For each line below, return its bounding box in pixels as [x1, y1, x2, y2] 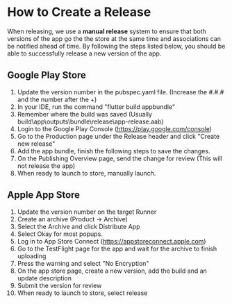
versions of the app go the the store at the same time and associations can [7, 34, 221, 42]
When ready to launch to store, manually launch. [17, 169, 156, 177]
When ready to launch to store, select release [17, 289, 148, 297]
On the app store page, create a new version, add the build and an [17, 267, 207, 275]
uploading [17, 251, 47, 260]
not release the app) [17, 161, 76, 170]
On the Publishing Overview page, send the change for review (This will [17, 154, 222, 162]
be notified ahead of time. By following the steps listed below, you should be [7, 42, 226, 50]
